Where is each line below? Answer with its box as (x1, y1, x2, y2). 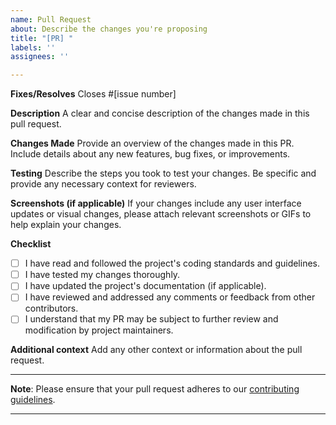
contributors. (24, 302, 79, 315)
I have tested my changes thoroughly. (24, 269, 181, 281)
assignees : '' (10, 52, 70, 62)
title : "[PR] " (10, 33, 74, 43)
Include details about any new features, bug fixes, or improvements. (10, 148, 291, 160)
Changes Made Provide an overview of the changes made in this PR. (10, 137, 295, 150)
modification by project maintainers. (24, 324, 174, 336)
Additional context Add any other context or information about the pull (10, 344, 303, 356)
